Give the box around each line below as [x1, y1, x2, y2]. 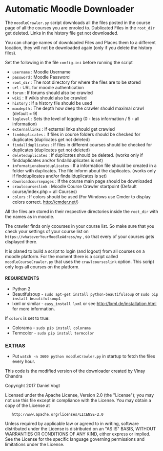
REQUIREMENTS [5, 275, 40, 281]
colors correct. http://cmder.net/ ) [12, 199, 79, 205]
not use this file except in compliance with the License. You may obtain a [5, 398, 151, 404]
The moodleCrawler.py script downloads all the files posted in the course [5, 20, 150, 25]
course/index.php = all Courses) [12, 189, 77, 194]
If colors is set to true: [5, 315, 50, 321]
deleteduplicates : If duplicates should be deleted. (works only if [12, 152, 143, 158]
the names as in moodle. [5, 214, 55, 219]
